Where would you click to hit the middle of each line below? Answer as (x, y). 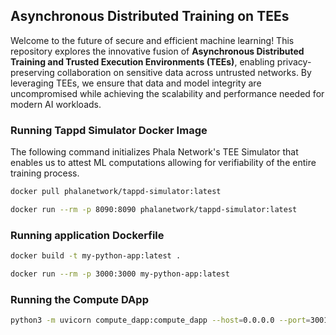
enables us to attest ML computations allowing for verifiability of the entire (163, 163)
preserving (32, 72)
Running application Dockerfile (87, 235)
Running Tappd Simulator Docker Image (109, 130)
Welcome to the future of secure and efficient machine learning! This (152, 40)
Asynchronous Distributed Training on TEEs (150, 16)
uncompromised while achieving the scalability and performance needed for (167, 93)
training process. (45, 173)
